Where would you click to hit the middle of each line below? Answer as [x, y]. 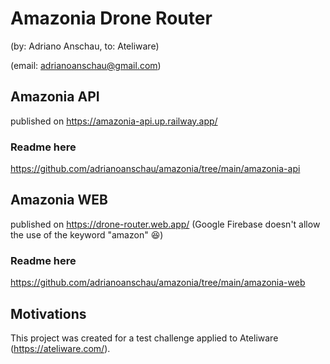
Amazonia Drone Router [111, 18]
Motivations [48, 313]
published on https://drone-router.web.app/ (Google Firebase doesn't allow [165, 224]
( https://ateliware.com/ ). [60, 348]
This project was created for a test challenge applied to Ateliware [144, 338]
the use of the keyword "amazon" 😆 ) [87, 234]
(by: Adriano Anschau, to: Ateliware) [85, 46]
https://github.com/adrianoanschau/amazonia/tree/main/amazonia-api [155, 169]
